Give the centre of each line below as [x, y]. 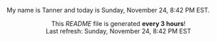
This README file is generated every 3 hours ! [118, 23]
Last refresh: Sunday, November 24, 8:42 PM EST [118, 31]
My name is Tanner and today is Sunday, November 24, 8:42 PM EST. [108, 10]
